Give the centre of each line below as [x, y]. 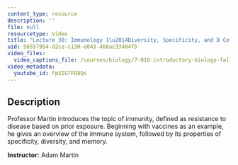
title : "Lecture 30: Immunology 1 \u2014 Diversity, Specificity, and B [114, 40]
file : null [23, 27]
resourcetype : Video [38, 34]
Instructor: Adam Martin [43, 155]
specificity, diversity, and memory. [57, 142]
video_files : [27, 54]
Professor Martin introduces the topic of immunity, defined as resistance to [117, 119]
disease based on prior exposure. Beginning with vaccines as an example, [116, 126]
